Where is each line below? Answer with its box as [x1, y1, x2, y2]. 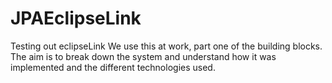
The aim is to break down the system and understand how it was [10, 50, 277, 62]
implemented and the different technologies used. [10, 61, 216, 73]
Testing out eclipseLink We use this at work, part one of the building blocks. [10, 40, 323, 52]
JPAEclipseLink [10, 7, 142, 30]
